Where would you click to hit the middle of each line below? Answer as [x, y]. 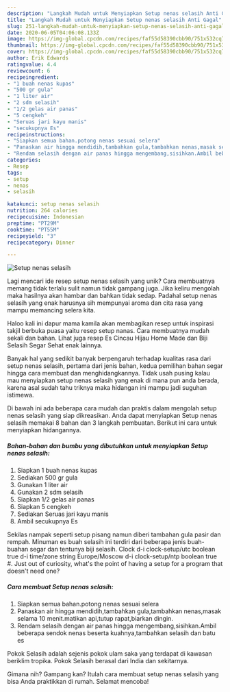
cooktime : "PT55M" [33, 230]
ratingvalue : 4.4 [32, 64]
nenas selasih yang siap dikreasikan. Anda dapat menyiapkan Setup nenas [112, 416]
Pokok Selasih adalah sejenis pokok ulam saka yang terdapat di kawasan [110, 654]
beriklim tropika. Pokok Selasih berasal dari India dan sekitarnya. [98, 661]
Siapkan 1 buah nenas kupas [57, 471]
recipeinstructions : [37, 134]
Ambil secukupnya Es [47, 521]
